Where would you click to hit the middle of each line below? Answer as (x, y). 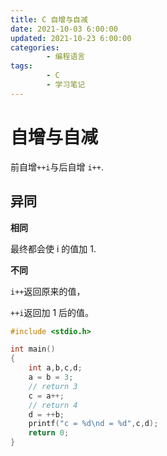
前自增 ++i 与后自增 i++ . (57, 167)
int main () (33, 349)
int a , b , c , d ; (55, 368)
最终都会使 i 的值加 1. (53, 248)
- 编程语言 (66, 57)
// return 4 (53, 405)
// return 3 (53, 386)
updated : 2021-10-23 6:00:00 (71, 38)
